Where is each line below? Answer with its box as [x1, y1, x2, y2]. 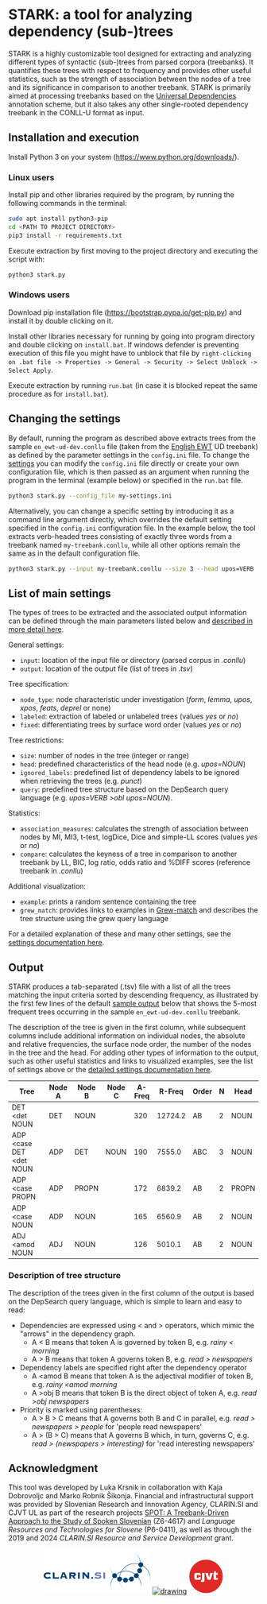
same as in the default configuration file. [8, 548, 141, 558]
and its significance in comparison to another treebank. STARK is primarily [8, 82, 252, 92]
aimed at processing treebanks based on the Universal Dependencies [8, 91, 237, 100]
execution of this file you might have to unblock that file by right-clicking [8, 348, 252, 358]
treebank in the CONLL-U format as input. [8, 107, 145, 117]
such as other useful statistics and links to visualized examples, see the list [8, 1056, 253, 1066]
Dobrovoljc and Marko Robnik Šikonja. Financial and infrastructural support [8, 1491, 254, 1501]
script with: [8, 254, 45, 264]
